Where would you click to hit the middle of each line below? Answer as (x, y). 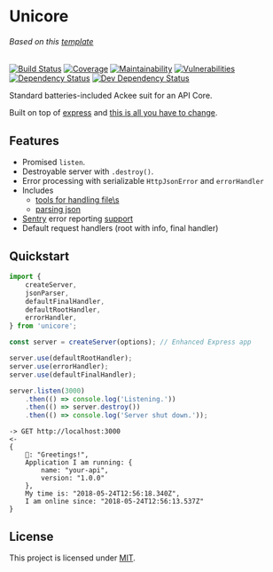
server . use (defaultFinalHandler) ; (73, 375)
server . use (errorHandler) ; (59, 366)
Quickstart (39, 256)
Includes (38, 191)
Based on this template (51, 41)
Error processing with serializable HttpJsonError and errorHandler (143, 181)
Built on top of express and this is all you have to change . (113, 113)
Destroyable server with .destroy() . (88, 171)
